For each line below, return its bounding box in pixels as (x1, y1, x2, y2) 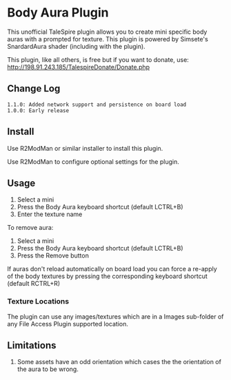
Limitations (7, 339, 57, 352)
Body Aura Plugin (7, 5, 109, 21)
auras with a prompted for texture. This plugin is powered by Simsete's (7, 34, 208, 43)
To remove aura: (7, 224, 54, 232)
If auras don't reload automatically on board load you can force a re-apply (7, 265, 217, 273)
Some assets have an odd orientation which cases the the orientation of (17, 358, 222, 366)
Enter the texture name (17, 210, 83, 218)
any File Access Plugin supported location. (7, 319, 129, 328)
